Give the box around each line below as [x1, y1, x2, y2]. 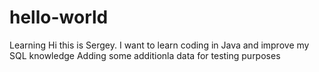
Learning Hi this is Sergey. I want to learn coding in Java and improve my [9, 39, 310, 51]
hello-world [9, 6, 109, 29]
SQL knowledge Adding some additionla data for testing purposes [9, 49, 281, 61]
